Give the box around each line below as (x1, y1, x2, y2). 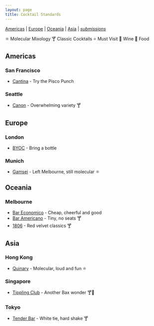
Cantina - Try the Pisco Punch (12, 78, 74, 84)
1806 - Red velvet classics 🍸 (12, 223, 72, 229)
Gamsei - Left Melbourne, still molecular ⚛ (12, 169, 100, 175)
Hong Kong (5, 254, 33, 261)
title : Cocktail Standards (5, 12, 61, 17)
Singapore (5, 278, 31, 285)
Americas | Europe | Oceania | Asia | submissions (5, 25, 106, 31)
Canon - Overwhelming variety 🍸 (12, 102, 81, 108)
